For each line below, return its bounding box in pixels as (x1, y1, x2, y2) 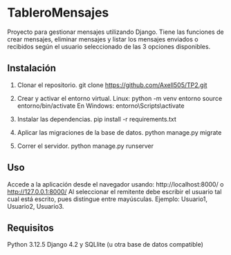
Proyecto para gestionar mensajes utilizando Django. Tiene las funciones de (7, 28, 224, 36)
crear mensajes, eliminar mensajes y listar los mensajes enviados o (7, 35, 198, 43)
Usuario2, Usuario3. (7, 202, 64, 210)
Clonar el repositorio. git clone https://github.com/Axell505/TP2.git (17, 81, 207, 89)
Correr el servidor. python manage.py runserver (17, 142, 154, 150)
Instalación (7, 62, 57, 74)
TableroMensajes (7, 5, 109, 21)
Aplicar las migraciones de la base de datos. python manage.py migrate (17, 128, 222, 136)
